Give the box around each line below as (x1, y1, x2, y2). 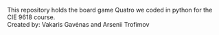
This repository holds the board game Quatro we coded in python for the (7, 6, 213, 14)
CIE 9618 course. (7, 13, 56, 21)
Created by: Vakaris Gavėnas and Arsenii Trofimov (7, 21, 150, 28)
